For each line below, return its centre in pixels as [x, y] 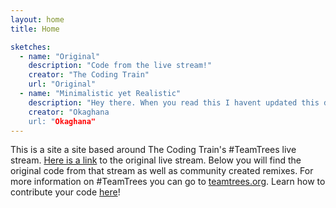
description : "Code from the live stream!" [120, 66]
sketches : [31, 47]
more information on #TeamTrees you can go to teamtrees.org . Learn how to [168, 182]
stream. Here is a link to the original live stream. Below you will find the [156, 160]
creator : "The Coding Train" [89, 75]
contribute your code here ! [65, 192]
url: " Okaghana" [62, 121]
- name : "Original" [60, 56]
